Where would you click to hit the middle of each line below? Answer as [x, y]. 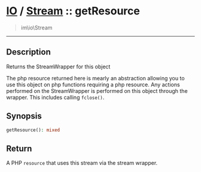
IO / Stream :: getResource [73, 11]
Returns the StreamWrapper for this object [58, 67]
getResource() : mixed [33, 130]
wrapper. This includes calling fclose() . [55, 97]
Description [28, 52]
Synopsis [24, 116]
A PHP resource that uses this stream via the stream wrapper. [82, 163]
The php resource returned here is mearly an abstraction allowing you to [95, 78]
